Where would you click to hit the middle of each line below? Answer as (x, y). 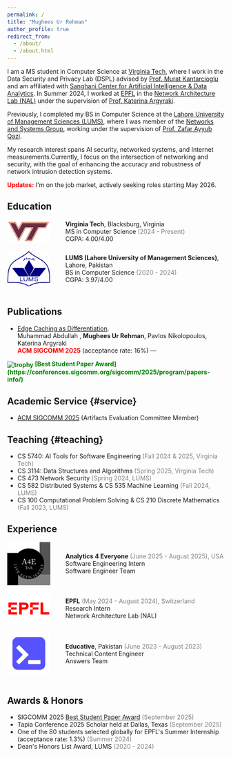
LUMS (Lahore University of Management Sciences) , (142, 257)
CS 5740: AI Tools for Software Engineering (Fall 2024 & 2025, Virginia (118, 456)
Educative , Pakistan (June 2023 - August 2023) (133, 646)
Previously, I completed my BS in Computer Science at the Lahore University (116, 114)
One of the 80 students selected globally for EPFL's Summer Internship (118, 731)
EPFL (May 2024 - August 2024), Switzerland (130, 601)
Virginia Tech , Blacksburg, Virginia (115, 224)
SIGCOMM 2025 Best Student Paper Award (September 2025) (106, 717)
